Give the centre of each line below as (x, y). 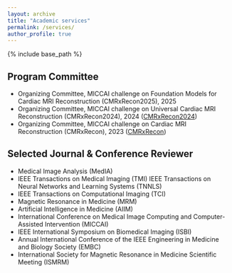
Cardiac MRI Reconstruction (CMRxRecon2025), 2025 (97, 101)
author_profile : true (39, 34)
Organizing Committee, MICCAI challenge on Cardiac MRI (102, 124)
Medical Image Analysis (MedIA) (65, 171)
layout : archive (31, 14)
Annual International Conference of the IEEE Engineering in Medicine (118, 239)
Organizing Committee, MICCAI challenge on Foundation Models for (117, 94)
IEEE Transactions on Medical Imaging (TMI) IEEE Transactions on (114, 178)
